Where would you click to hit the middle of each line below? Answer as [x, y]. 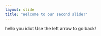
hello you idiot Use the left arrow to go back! [50, 28]
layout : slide [20, 10]
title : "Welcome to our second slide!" [47, 14]
